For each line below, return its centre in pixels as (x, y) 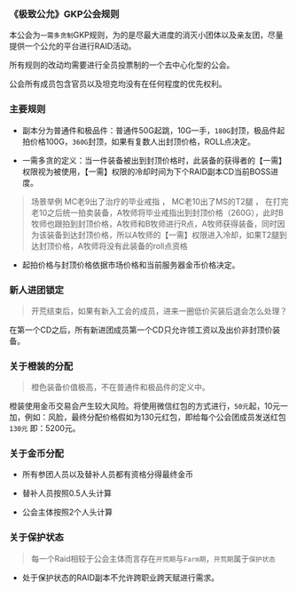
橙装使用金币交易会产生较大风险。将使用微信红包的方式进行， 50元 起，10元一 (148, 406)
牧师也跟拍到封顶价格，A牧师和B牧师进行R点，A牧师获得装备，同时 (154, 223)
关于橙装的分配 (41, 366)
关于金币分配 (37, 453)
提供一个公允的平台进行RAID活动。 (73, 46)
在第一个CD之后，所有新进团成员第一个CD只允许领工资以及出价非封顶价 (141, 330)
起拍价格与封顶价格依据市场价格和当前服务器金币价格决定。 (131, 265)
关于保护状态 (37, 538)
